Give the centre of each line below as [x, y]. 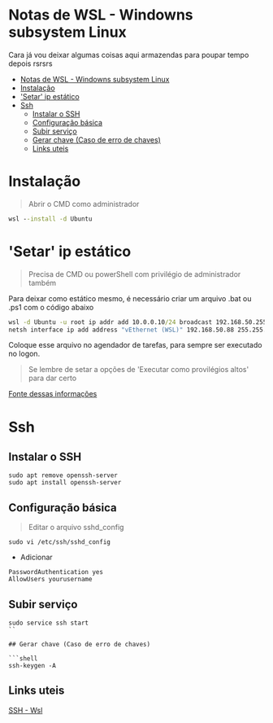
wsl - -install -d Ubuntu [50, 219]
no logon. [24, 354]
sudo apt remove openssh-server [63, 475]
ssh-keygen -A [32, 666]
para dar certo [52, 378]
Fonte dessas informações [53, 394]
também [42, 283]
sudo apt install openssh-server [65, 483]
